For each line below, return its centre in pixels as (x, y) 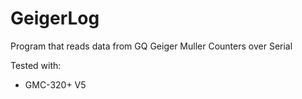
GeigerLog (55, 18)
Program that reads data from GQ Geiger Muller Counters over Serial (151, 46)
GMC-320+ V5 (55, 84)
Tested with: (36, 65)
